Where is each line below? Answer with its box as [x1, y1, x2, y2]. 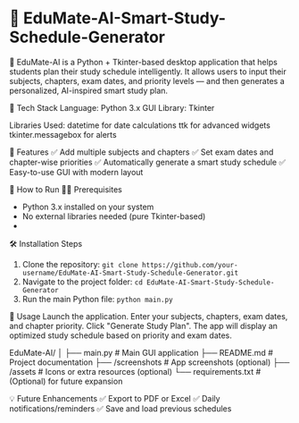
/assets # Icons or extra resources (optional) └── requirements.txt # [9, 366, 262, 376]
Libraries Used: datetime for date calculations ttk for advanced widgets [9, 120, 270, 131]
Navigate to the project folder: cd [21, 276, 143, 287]
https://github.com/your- [141, 260, 238, 269]
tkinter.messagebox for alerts [9, 129, 118, 140]
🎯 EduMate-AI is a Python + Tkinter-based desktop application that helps [9, 56, 278, 67]
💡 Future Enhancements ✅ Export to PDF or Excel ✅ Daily [9, 393, 220, 403]
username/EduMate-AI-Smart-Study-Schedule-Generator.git [21, 268, 239, 277]
